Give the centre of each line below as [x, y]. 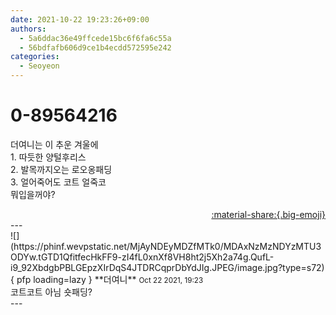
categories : [35, 57]
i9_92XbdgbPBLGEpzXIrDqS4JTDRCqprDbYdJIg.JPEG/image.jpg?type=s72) [167, 267]
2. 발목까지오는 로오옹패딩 [61, 169]
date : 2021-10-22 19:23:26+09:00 [80, 19]
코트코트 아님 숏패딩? [51, 292]
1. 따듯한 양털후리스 [48, 157]
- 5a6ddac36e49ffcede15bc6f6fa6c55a [95, 38]
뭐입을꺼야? [33, 194]
